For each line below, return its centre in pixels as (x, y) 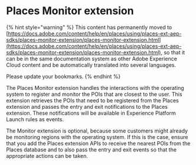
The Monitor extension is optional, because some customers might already (97, 131)
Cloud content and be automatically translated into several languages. (91, 65)
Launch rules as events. (35, 119)
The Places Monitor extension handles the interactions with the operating (95, 88)
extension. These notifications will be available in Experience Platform (91, 113)
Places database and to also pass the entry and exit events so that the (92, 150)
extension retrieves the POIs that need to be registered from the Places (92, 100)
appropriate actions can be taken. (47, 156)
